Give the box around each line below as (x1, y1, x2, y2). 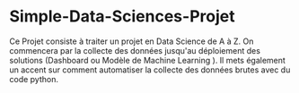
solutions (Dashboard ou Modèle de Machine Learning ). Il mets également (9, 55, 286, 65)
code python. (9, 73, 58, 84)
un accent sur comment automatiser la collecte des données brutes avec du (9, 64, 291, 75)
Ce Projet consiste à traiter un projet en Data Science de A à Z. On (9, 36, 254, 46)
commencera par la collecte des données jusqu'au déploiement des (9, 45, 260, 55)
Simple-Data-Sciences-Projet (9, 6, 235, 27)
